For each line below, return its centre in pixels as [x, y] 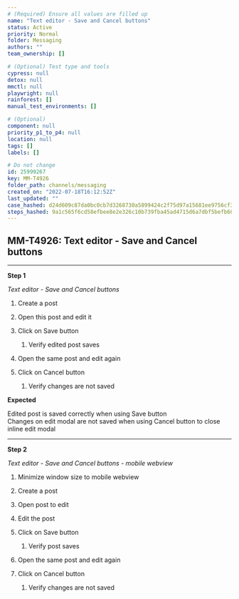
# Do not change [31, 165]
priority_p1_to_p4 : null [44, 133]
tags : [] [20, 146]
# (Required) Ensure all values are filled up [78, 14]
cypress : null [28, 73]
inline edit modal [31, 429]
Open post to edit [43, 505]
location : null [30, 139]
